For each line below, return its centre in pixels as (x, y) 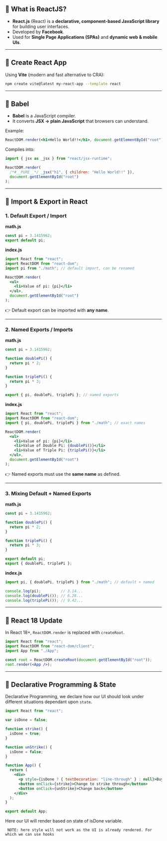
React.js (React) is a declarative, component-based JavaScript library (86, 21)
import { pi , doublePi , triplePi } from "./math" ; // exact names (75, 423)
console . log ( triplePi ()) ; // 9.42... (44, 600)
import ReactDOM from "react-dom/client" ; (50, 646)
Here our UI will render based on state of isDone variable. (64, 821)
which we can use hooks (30, 835)
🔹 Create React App (36, 63)
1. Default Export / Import (36, 215)
